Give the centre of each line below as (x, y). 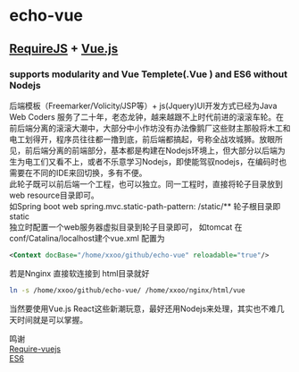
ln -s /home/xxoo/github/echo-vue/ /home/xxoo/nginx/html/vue (127, 290)
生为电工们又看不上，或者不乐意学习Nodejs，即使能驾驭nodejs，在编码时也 (148, 161)
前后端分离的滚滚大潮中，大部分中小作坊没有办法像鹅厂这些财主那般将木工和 (150, 128)
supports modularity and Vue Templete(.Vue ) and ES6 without (149, 74)
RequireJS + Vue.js (64, 49)
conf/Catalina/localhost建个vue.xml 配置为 (87, 238)
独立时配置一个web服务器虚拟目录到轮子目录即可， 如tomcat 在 (126, 227)
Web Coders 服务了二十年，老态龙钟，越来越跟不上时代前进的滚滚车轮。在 (146, 116)
